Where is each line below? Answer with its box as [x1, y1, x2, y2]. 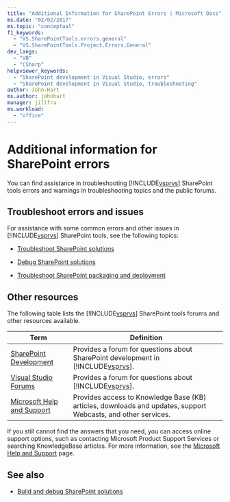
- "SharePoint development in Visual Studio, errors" [13, 73, 170, 81]
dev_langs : [7, 49, 38, 56]
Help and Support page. [7, 449, 75, 457]
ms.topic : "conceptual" [7, 23, 75, 29]
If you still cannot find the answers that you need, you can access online [7, 427, 212, 435]
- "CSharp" [13, 61, 44, 68]
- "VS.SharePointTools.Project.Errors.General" [13, 42, 152, 49]
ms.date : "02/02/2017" [7, 16, 72, 23]
